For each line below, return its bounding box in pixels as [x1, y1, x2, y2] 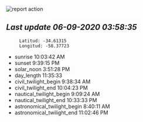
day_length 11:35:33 [14, 72, 63, 79]
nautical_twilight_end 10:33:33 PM [14, 96, 97, 103]
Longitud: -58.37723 [19, 43, 69, 49]
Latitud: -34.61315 [19, 38, 67, 44]
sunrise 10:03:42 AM [14, 53, 65, 60]
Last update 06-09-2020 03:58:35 [6, 22, 137, 32]
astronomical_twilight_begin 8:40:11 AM [14, 103, 110, 110]
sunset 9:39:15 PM [14, 59, 60, 67]
